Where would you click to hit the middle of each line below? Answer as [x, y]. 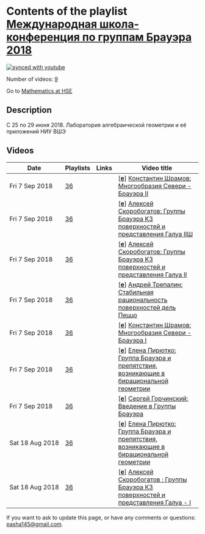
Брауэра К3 [136, 487]
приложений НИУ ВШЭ [36, 131]
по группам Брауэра [137, 37]
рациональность [143, 300]
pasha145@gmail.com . [35, 524]
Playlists [77, 168]
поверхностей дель [147, 307]
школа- [119, 24]
